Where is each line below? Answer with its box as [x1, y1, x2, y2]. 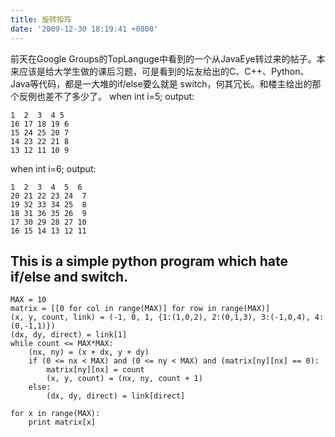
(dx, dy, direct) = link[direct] [46, 391, 186, 401]
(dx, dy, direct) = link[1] [10, 330, 128, 340]
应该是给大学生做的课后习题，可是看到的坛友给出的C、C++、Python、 [18, 65, 310, 77]
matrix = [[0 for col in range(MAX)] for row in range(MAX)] [10, 304, 271, 314]
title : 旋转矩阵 [10, 14, 72, 25]
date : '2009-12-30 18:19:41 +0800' [10, 24, 159, 34]
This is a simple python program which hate [10, 252, 289, 270]
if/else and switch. [10, 268, 129, 285]
